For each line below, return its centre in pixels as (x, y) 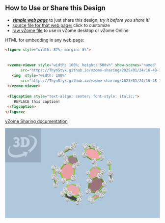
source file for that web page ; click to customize (61, 25)
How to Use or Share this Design (55, 8)
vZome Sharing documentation (36, 121)
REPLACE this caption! (37, 101)
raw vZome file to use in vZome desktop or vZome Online (70, 30)
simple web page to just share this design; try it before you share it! (81, 20)
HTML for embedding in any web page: (45, 40)
